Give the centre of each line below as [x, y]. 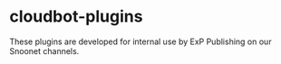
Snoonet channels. [44, 50]
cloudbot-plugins [76, 17]
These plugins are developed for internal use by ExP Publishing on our [140, 41]
